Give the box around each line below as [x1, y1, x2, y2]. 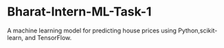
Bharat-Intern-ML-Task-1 [7, 4, 152, 20]
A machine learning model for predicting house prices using [7, 26, 177, 34]
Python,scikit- [178, 26, 218, 34]
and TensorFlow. [25, 33, 72, 41]
